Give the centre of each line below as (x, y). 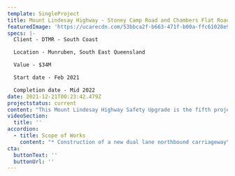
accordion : (23, 129)
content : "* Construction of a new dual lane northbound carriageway (123, 142)
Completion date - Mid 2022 (55, 90)
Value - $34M (33, 65)
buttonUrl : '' (34, 161)
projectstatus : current (42, 103)
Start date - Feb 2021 (47, 78)
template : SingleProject (43, 14)
